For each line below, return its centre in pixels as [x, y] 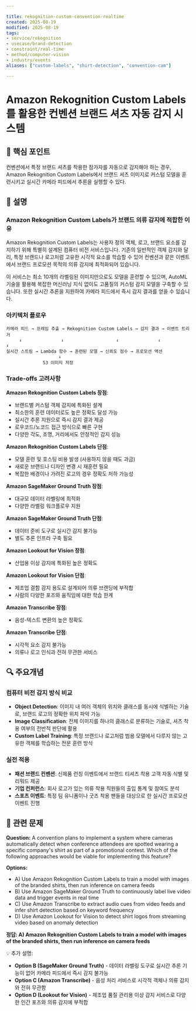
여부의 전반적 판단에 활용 [49, 729]
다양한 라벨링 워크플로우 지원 [47, 506]
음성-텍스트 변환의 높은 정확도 [49, 620]
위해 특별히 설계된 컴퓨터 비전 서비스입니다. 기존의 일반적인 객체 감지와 [102, 250]
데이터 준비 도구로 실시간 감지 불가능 [56, 530]
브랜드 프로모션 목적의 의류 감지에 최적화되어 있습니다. [78, 264]
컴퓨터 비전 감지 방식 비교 [39, 693]
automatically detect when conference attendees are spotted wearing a [92, 844]
